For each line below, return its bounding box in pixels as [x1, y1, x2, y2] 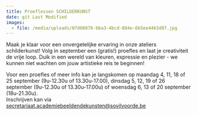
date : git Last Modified [6, 14, 67, 20]
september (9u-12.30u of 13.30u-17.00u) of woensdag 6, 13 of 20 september [6, 83, 191, 91]
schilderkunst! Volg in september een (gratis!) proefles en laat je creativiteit [6, 48, 188, 55]
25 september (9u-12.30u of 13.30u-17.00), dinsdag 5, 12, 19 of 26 [6, 77, 166, 84]
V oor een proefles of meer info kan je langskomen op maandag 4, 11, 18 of [6, 71, 185, 78]
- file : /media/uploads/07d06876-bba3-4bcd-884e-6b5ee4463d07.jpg [11, 25, 178, 31]
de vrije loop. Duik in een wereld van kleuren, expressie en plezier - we [6, 53, 178, 60]
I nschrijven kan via [6, 96, 52, 103]
